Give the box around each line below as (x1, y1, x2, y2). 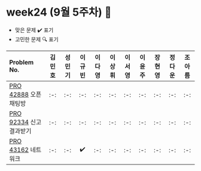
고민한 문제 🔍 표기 (14, 35, 59, 42)
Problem (9, 58, 34, 66)
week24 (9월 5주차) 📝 (6, 5, 112, 19)
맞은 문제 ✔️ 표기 (14, 26, 54, 33)
